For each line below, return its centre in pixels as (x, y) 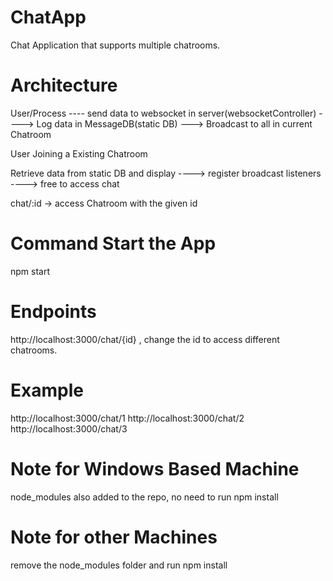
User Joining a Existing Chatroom (79, 153)
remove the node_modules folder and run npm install (119, 565)
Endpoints (53, 312)
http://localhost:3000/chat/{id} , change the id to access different (145, 339)
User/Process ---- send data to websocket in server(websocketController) (163, 113)
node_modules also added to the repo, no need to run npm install (144, 497)
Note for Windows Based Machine (155, 468)
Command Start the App (113, 243)
